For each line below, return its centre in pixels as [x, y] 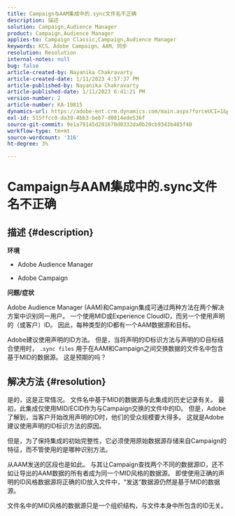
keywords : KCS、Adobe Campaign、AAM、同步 [67, 46]
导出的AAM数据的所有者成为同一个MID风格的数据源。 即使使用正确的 [119, 473]
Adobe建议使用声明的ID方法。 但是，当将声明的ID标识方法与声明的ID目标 [113, 340]
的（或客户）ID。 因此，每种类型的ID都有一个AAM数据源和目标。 [101, 325]
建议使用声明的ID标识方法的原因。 [56, 426]
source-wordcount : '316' [43, 137]
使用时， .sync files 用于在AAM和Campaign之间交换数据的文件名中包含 [118, 349]
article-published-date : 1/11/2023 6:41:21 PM [76, 92]
